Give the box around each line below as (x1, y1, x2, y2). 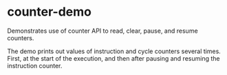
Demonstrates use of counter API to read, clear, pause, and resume (7, 27, 198, 35)
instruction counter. (7, 61, 63, 70)
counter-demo (7, 4, 91, 20)
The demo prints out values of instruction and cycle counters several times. (7, 47, 221, 55)
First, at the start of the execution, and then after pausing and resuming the (7, 54, 220, 62)
